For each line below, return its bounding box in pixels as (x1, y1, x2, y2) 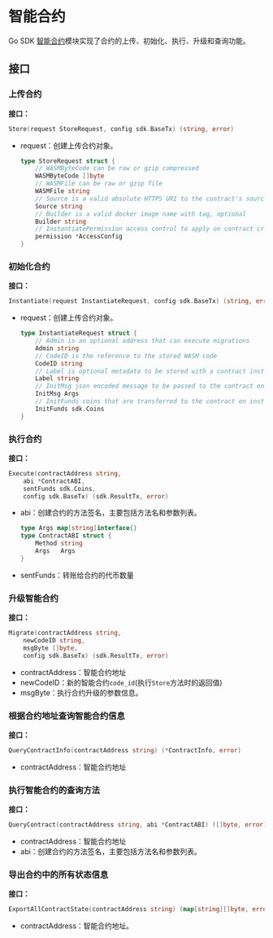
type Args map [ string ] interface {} (19, 524, 137, 533)
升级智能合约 (8, 592, 59, 603)
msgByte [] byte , (23, 644, 79, 652)
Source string (35, 202, 83, 210)
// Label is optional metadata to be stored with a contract (35, 367, 246, 375)
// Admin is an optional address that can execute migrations (35, 337, 250, 345)
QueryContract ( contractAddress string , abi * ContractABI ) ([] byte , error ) (8, 821, 267, 829)
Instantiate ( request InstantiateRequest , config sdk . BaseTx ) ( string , (8, 297, 253, 305)
